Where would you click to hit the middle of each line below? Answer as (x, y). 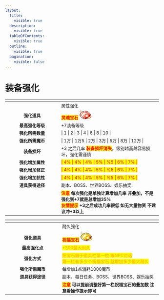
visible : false (29, 62)
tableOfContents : (27, 36)
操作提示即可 (83, 291)
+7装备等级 (73, 125)
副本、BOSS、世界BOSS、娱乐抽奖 (96, 185)
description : (23, 26)
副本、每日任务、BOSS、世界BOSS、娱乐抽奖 (108, 277)
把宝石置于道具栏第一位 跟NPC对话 (97, 255)
